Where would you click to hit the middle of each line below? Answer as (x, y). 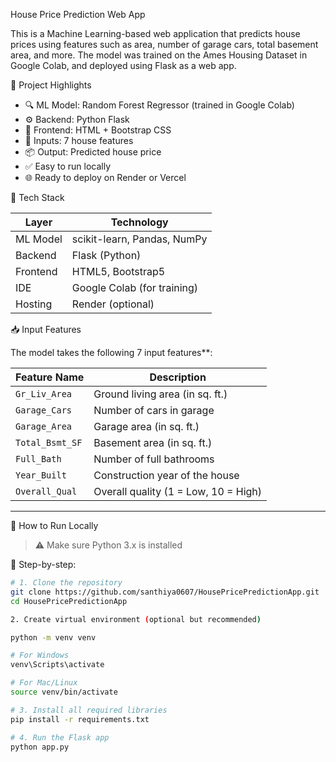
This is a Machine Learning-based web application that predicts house (155, 33)
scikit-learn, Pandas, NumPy (139, 239)
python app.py (40, 747)
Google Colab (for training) (135, 287)
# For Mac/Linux (44, 683)
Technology (139, 222)
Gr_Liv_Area (44, 394)
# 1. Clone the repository (66, 583)
